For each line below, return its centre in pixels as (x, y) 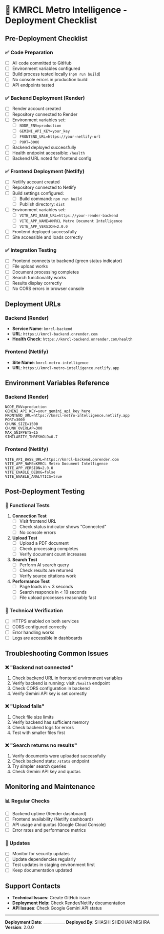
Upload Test (25, 538)
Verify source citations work (48, 576)
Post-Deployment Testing (45, 492)
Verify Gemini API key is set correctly (49, 693)
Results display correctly (37, 283)
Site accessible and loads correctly (47, 237)
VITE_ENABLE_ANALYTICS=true (34, 476)
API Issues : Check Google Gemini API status (57, 908)
